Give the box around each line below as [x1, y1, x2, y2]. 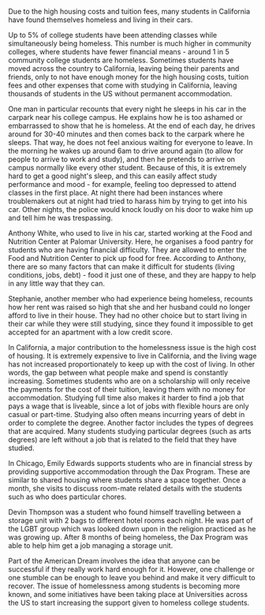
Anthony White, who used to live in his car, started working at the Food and [8, 229, 252, 237]
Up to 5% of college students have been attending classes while [8, 31, 218, 39]
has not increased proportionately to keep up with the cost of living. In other [8, 360, 256, 369]
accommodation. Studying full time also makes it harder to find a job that [8, 393, 244, 402]
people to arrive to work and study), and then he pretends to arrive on [8, 155, 235, 164]
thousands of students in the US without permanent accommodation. [8, 89, 233, 98]
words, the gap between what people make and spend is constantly [8, 368, 229, 377]
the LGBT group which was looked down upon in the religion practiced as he [8, 524, 256, 533]
